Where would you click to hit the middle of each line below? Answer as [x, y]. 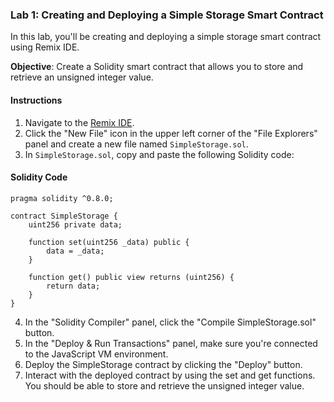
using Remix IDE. [45, 47]
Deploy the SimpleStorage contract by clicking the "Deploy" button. [163, 364]
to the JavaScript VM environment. [96, 354]
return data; [73, 286]
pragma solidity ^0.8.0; [62, 198]
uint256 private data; [75, 224]
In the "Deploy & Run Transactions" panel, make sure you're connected [171, 343]
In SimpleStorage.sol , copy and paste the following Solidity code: [159, 154]
